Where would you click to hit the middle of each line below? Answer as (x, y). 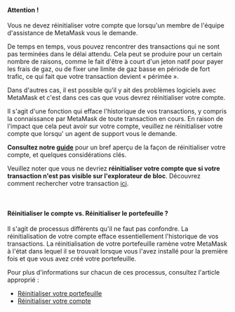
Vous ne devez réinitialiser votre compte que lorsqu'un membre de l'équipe (116, 25)
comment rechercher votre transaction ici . (68, 184)
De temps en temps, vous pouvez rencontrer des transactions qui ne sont (113, 46)
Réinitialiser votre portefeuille (60, 294)
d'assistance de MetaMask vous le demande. (73, 33)
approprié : (23, 280)
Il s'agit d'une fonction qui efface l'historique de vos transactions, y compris (117, 111)
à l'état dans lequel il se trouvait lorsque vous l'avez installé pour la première (117, 251)
